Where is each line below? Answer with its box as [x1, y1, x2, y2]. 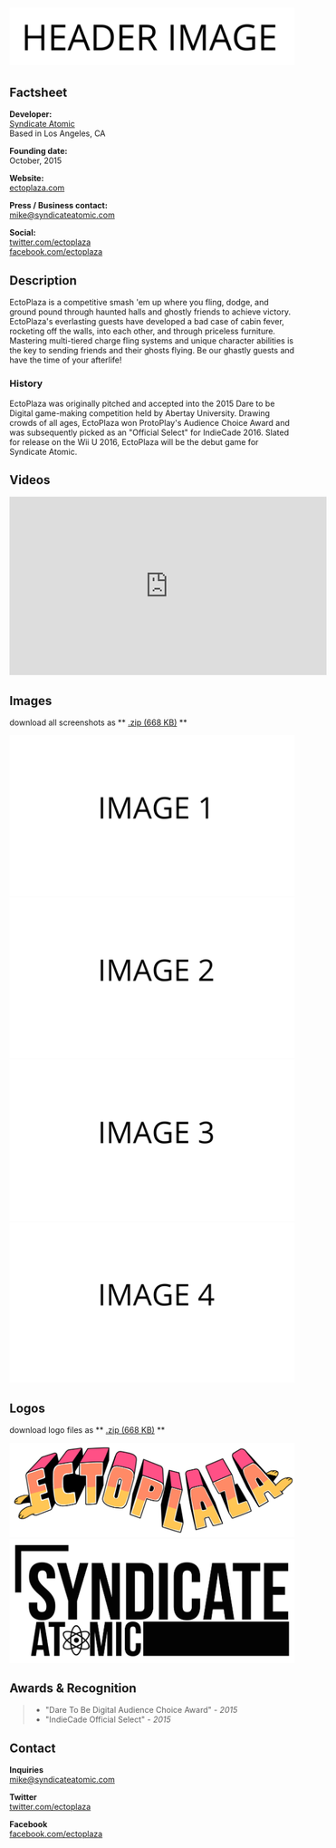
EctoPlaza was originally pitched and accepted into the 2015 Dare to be [9, 398, 275, 409]
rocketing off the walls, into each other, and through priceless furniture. [9, 325, 276, 337]
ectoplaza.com [9, 182, 65, 193]
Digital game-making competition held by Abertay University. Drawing [9, 407, 270, 419]
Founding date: [9, 146, 68, 157]
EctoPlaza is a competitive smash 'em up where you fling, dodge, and [9, 297, 269, 308]
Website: [9, 173, 44, 184]
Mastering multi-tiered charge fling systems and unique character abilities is [9, 335, 294, 346]
